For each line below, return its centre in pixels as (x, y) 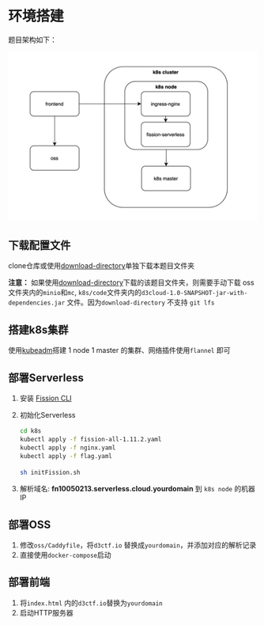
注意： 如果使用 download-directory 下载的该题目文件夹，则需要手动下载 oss (131, 282)
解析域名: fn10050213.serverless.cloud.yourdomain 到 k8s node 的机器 (137, 489)
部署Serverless (46, 378)
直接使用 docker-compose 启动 (66, 555)
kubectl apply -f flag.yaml (66, 456)
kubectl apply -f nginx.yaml (68, 448)
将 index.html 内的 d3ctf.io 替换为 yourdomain (91, 603)
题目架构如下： (32, 40)
